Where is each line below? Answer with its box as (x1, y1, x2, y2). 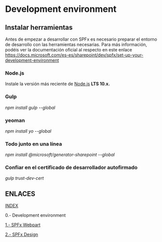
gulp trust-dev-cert (5, 175, 44, 181)
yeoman (5, 117, 25, 124)
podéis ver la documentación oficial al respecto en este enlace (5, 47, 132, 52)
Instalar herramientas (5, 23, 73, 32)
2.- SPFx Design (5, 232, 38, 238)
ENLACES (5, 190, 35, 198)
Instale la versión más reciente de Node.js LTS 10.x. (5, 81, 110, 87)
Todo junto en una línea (5, 140, 63, 147)
